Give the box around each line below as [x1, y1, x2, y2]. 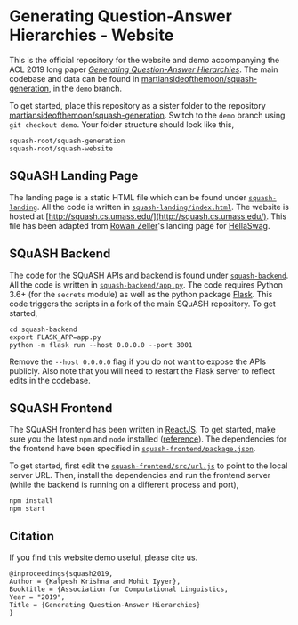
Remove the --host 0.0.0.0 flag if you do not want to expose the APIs [9, 356, 267, 367]
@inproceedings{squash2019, [9, 570, 114, 579]
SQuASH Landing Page [9, 168, 139, 183]
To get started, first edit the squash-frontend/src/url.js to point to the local [9, 460, 288, 471]
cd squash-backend [9, 325, 77, 334]
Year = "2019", [9, 593, 66, 602]
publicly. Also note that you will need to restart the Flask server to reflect [9, 365, 276, 376]
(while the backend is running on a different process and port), [9, 479, 239, 491]
